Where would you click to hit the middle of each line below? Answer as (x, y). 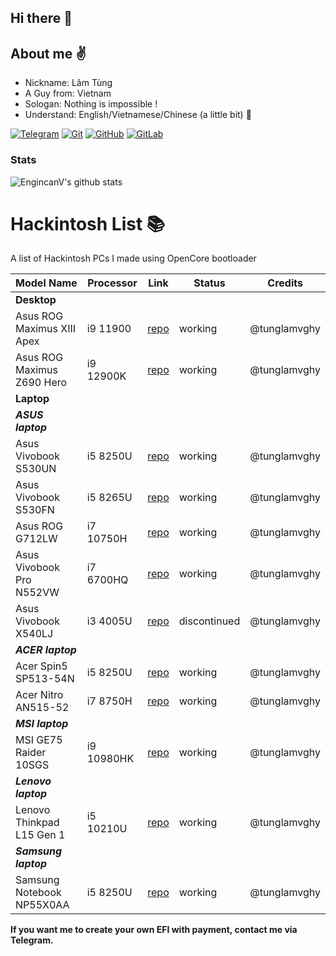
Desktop (36, 300)
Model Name (46, 283)
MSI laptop (42, 724)
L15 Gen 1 (40, 835)
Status (209, 283)
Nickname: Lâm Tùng (68, 83)
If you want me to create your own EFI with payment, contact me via (154, 930)
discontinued (209, 621)
